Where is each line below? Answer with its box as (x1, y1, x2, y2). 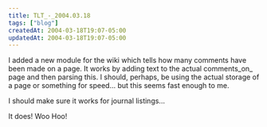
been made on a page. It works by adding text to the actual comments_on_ (8, 64, 253, 74)
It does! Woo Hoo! (8, 112, 68, 121)
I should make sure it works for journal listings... (8, 96, 166, 106)
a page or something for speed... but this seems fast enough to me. (8, 81, 230, 90)
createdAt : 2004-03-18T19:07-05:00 (8, 26, 127, 34)
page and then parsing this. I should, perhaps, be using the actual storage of (8, 72, 260, 82)
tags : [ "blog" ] (8, 19, 59, 27)
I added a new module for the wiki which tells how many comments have (8, 56, 247, 65)
